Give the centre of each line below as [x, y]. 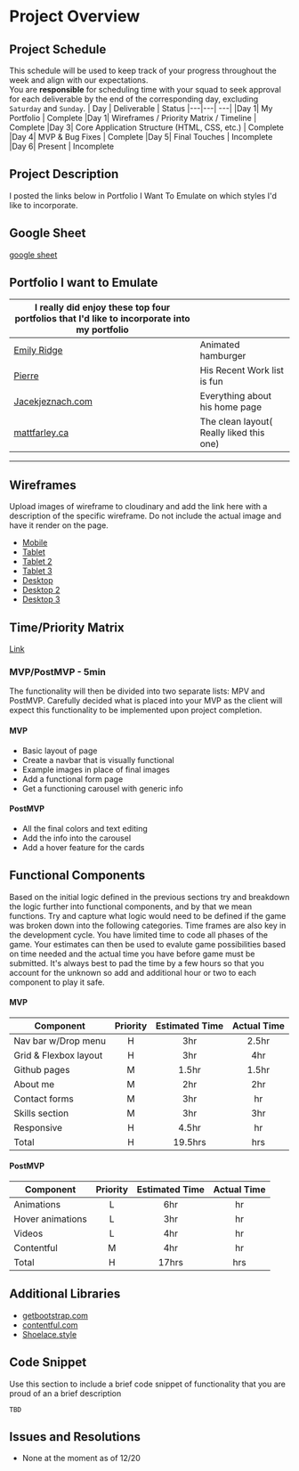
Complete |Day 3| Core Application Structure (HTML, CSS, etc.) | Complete [147, 127]
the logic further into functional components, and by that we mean [130, 906]
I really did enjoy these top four [102, 307]
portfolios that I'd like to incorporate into [102, 319]
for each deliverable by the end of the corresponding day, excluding [134, 99]
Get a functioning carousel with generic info [103, 788]
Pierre [26, 376]
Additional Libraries [65, 1294]
